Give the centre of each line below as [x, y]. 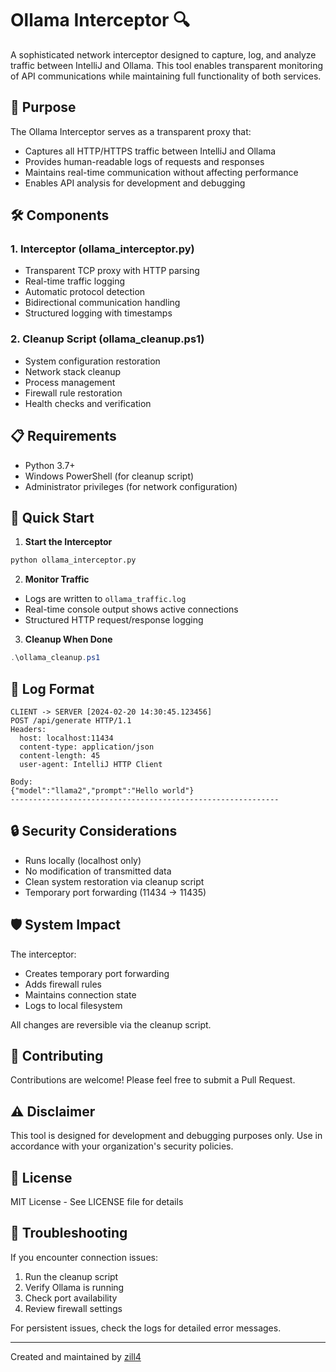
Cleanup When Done [68, 639]
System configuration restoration [92, 361]
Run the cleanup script [71, 1276]
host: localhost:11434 [66, 738]
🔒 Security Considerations [94, 831]
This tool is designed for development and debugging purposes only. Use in [166, 1136]
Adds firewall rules [63, 984]
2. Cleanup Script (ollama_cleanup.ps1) [107, 339]
